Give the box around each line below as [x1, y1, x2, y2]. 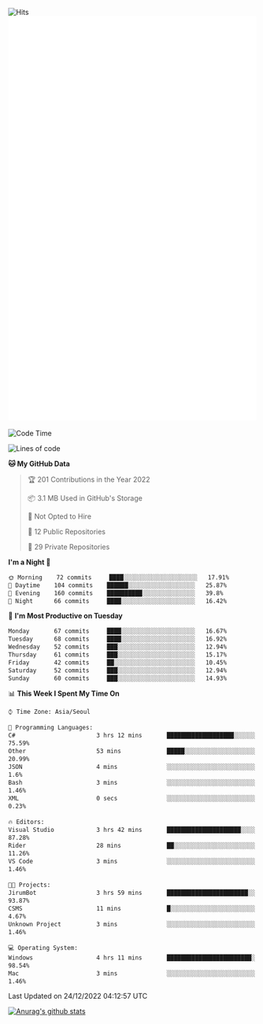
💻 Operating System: [8, 944, 79, 952]
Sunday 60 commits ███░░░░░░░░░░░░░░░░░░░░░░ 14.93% [8, 674, 227, 682]
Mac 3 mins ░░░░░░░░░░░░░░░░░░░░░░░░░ [8, 969, 256, 978]
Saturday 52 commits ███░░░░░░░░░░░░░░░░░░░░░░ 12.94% [8, 666, 227, 675]
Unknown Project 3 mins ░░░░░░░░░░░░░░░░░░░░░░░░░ [8, 920, 256, 928]
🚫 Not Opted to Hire [27, 512, 92, 521]
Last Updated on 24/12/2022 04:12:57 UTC [8, 991, 148, 1000]
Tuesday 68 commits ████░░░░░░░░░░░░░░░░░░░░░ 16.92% [8, 634, 227, 643]
